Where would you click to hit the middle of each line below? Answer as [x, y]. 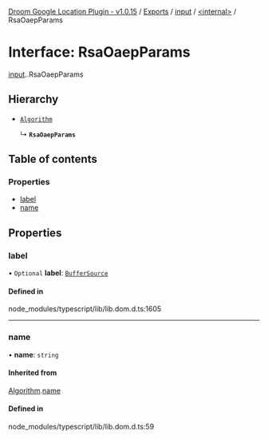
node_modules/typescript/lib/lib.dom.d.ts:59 [81, 427]
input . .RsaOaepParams [46, 74]
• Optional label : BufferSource [58, 273]
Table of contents [53, 159]
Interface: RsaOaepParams [99, 52]
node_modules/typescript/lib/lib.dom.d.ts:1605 [85, 309]
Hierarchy [33, 99]
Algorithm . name [35, 390]
